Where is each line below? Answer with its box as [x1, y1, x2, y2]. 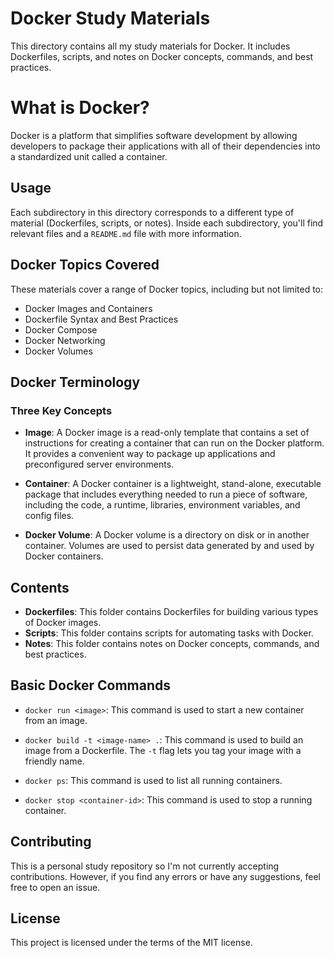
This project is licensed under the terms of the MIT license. [10, 937, 253, 949]
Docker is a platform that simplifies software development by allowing [10, 129, 298, 141]
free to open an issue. [10, 881, 101, 893]
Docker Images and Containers [24, 302, 153, 314]
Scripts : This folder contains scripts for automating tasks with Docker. [24, 627, 314, 639]
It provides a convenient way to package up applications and [24, 448, 276, 460]
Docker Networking [24, 334, 106, 346]
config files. [24, 510, 75, 522]
